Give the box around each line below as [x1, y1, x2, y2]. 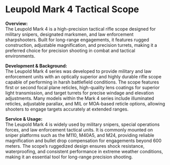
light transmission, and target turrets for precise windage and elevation [5, 90, 154, 96]
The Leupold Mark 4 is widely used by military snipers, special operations [5, 121, 160, 127]
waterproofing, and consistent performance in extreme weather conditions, [5, 148, 163, 154]
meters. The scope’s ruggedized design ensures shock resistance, [5, 143, 145, 149]
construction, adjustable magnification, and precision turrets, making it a [5, 42, 157, 48]
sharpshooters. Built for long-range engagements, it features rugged [5, 37, 149, 43]
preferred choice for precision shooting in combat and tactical [5, 47, 136, 53]
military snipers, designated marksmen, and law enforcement [5, 31, 134, 37]
